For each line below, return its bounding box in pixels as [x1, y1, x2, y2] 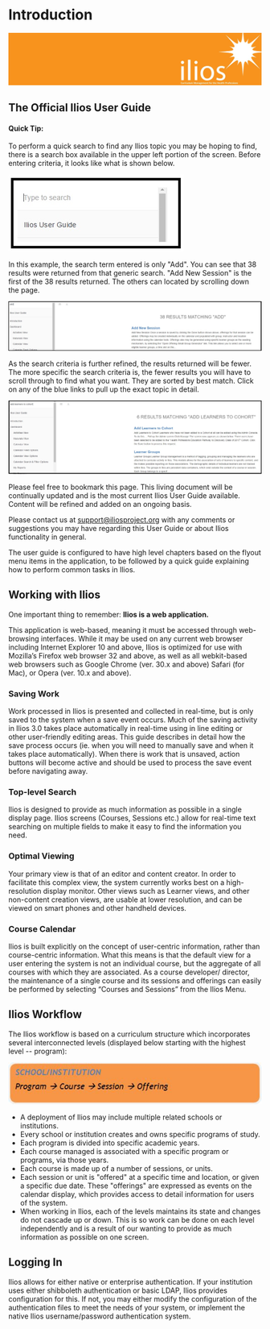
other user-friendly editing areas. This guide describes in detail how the [8, 732, 246, 742]
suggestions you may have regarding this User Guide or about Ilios [8, 524, 229, 533]
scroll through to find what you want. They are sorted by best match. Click [8, 376, 255, 385]
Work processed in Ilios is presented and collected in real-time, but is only [8, 707, 254, 716]
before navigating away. [8, 766, 88, 776]
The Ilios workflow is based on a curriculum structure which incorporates [8, 1029, 251, 1039]
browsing [8, 633, 39, 643]
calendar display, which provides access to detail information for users [19, 1189, 255, 1198]
